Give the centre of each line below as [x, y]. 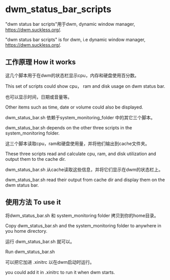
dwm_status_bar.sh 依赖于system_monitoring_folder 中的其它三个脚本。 [80, 117]
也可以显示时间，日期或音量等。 [39, 97]
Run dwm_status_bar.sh [30, 252]
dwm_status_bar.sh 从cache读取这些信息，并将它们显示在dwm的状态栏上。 [84, 169]
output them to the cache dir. [36, 159]
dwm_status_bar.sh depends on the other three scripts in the [69, 127]
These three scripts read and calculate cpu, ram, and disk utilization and [81, 154]
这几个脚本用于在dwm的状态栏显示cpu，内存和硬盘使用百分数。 [72, 75]
